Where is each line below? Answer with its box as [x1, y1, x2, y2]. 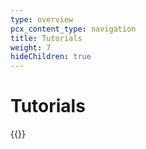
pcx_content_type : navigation [10, 24, 137, 34]
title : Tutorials [10, 33, 83, 43]
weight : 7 [10, 42, 52, 53]
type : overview [10, 14, 74, 25]
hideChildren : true [10, 52, 92, 62]
